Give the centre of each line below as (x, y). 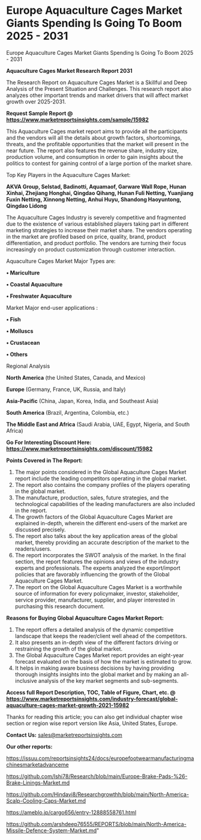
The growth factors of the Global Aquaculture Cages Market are (94, 517)
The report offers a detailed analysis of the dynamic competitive (94, 629)
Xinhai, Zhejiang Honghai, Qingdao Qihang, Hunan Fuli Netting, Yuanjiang (100, 193)
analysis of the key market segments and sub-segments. (108, 681)
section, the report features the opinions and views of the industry (97, 561)
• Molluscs (20, 331)
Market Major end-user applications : (52, 307)
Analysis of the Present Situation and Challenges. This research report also (99, 88)
